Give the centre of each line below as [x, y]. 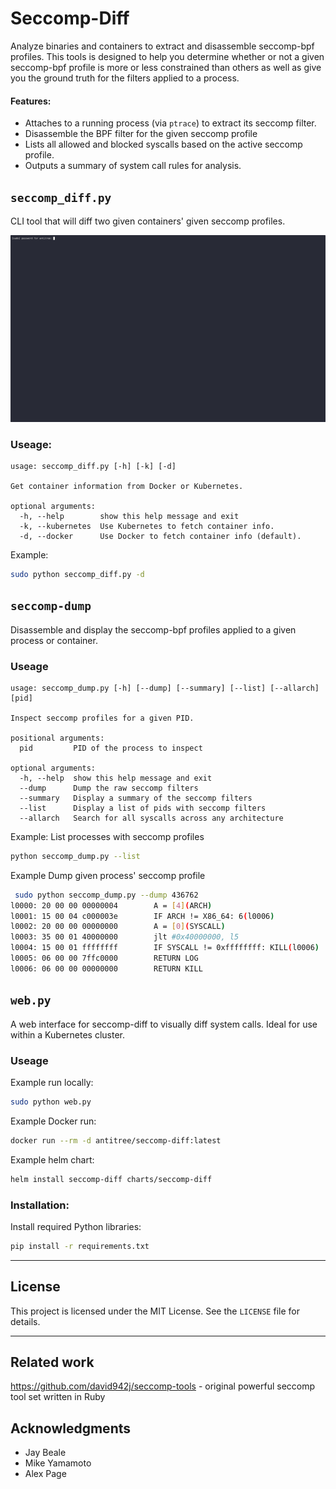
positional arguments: [57, 738]
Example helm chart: [52, 1159]
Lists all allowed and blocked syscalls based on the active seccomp [163, 144]
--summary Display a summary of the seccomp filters [136, 798]
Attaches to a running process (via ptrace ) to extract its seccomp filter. [170, 123]
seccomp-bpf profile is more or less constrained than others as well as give [166, 67]
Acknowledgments [71, 1428]
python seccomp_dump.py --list [75, 856]
